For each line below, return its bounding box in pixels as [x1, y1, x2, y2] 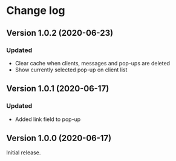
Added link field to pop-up [15, 116, 81, 123]
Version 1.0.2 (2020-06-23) [6, 28, 114, 38]
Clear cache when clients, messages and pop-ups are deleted [15, 59, 171, 67]
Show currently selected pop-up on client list [15, 66, 128, 73]
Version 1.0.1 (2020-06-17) [6, 84, 109, 94]
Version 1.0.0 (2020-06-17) [6, 133, 112, 143]
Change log [6, 4, 65, 18]
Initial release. [6, 149, 41, 156]
